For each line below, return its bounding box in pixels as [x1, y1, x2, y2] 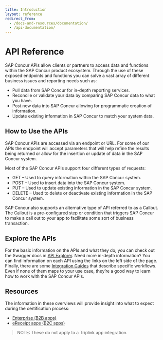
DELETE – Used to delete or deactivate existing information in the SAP [12, 190, 152, 196]
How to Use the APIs [5, 127, 68, 135]
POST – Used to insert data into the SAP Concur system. [12, 180, 126, 186]
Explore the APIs [5, 234, 56, 243]
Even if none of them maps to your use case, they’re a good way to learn [5, 268, 151, 274]
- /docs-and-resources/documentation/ [9, 20, 89, 26]
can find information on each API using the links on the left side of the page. [5, 258, 158, 264]
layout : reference [5, 12, 42, 17]
